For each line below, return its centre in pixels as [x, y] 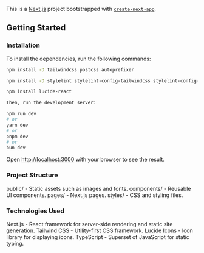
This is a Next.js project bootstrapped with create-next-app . [81, 9]
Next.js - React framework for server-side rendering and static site [90, 224]
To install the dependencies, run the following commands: [79, 59]
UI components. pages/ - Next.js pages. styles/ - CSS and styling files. [95, 195]
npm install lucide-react [39, 92]
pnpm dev [17, 137]
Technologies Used [36, 211]
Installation [23, 45]
